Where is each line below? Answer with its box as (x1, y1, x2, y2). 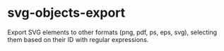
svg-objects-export (7, 5, 126, 21)
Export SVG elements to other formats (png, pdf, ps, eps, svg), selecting (7, 28, 218, 36)
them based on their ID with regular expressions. (7, 35, 149, 43)
